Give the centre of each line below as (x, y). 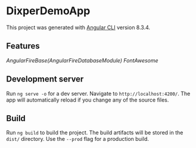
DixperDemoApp (48, 11)
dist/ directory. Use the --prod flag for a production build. (77, 139)
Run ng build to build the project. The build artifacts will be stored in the (95, 133)
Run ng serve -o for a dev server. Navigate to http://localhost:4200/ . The (98, 93)
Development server (45, 79)
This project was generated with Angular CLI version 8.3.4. (78, 27)
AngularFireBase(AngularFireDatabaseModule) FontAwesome (83, 60)
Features (23, 46)
